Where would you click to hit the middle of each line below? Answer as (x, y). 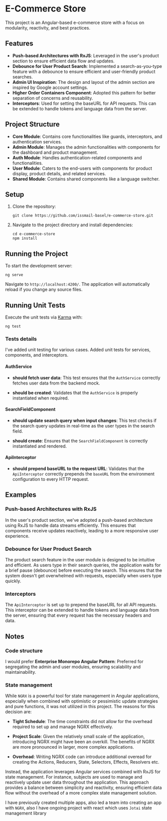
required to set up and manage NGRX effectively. (63, 727)
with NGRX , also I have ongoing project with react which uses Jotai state (79, 808)
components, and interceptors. (37, 355)
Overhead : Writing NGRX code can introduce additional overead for (82, 757)
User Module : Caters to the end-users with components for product (82, 168)
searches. (23, 77)
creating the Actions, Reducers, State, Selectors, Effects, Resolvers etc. (86, 762)
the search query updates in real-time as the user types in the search (83, 425)
